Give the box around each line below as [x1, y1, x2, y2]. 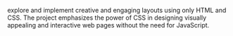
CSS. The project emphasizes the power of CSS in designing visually [7, 13, 207, 22]
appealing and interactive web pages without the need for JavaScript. [7, 21, 210, 29]
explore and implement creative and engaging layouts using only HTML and [7, 6, 227, 14]
